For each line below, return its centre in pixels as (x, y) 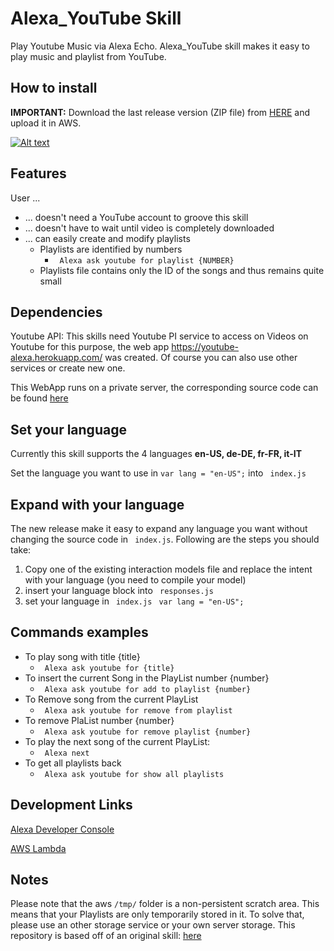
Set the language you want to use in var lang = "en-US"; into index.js (158, 473)
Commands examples (79, 632)
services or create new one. (68, 368)
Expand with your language (97, 504)
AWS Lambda (38, 848)
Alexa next (67, 753)
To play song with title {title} (82, 656)
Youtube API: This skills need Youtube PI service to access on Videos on (159, 336)
